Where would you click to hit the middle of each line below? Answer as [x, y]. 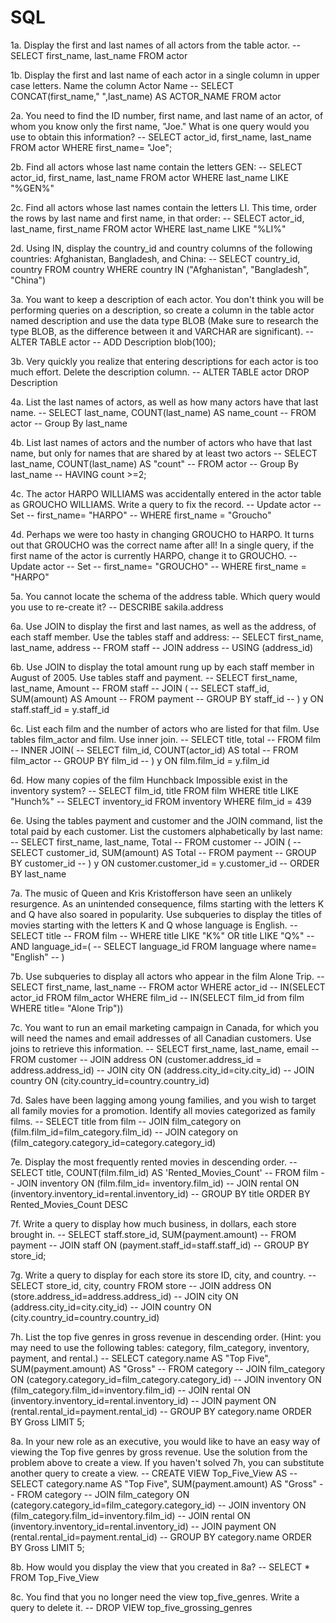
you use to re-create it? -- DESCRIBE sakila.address [117, 607]
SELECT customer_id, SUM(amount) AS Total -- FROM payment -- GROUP [163, 852]
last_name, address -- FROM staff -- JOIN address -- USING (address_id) [162, 647]
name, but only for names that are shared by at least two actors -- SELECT [164, 453]
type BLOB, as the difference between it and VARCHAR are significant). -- [162, 331]
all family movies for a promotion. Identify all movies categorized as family [163, 1110]
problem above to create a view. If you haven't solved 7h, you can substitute [167, 1462]
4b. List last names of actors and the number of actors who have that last [161, 442]
